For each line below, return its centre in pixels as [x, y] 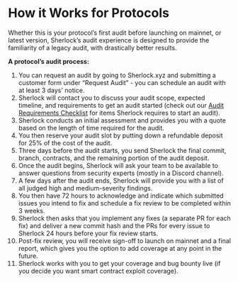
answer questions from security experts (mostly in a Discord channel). [121, 173]
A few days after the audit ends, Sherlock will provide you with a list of [121, 180]
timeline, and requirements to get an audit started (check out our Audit [121, 105]
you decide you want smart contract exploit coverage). [98, 271]
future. [28, 256]
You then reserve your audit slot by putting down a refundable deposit [120, 135]
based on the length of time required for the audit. [91, 128]
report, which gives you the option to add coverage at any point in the [120, 248]
